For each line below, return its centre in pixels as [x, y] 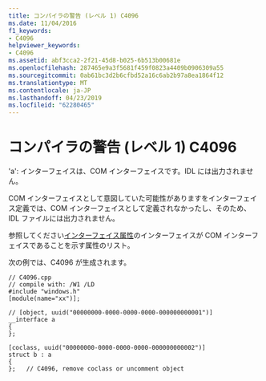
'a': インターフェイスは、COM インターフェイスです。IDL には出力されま [127, 171]
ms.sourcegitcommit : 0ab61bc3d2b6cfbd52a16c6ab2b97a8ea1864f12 [116, 75]
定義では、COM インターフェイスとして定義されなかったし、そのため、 [133, 209]
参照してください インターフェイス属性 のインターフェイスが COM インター [130, 235]
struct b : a [30, 355]
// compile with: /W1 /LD [51, 285]
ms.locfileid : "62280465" [51, 105]
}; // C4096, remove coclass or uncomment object [96, 369]
